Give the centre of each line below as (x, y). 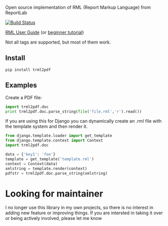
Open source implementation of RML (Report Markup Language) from (78, 7)
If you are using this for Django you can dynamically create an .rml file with (83, 121)
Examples (21, 85)
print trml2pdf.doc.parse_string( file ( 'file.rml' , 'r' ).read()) (74, 111)
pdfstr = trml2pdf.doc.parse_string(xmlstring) (57, 173)
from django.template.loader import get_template (59, 136)
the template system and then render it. (46, 127)
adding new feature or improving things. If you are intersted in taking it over (84, 213)
